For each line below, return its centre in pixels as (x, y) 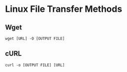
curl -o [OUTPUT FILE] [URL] (35, 65)
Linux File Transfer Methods (63, 9)
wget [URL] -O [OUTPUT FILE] (35, 38)
